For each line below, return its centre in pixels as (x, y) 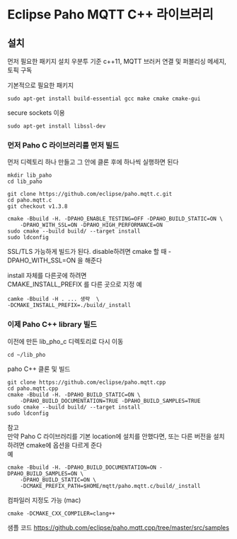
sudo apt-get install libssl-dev (57, 126)
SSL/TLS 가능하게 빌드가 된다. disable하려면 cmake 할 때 (87, 252)
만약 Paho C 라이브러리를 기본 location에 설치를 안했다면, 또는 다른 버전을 (110, 436)
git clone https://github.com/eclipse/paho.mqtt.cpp (87, 382)
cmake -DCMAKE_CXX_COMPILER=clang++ (61, 513)
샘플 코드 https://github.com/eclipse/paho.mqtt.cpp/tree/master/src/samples (118, 527)
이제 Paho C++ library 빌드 (52, 325)
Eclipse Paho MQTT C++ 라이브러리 (110, 15)
